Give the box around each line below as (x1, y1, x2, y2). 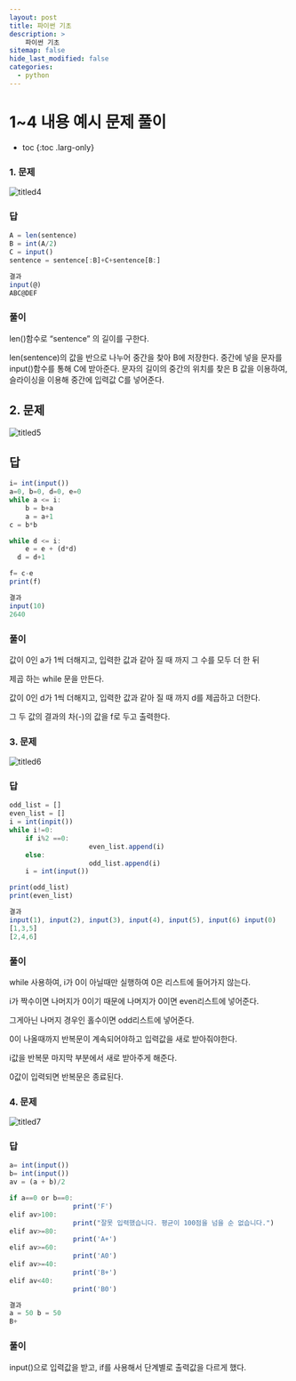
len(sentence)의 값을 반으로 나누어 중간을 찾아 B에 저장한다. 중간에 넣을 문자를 (9, 352, 283, 363)
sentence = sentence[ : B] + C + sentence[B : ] (9, 255, 162, 265)
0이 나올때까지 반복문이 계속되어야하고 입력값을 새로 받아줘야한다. (9, 1033, 238, 1044)
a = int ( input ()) (9, 1161, 69, 1170)
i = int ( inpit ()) (9, 817, 74, 827)
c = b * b (9, 520, 38, 529)
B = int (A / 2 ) (9, 239, 58, 249)
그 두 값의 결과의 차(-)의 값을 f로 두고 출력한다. (9, 711, 171, 721)
